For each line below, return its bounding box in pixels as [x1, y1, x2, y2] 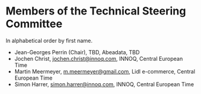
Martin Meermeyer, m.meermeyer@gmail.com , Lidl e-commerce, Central [14, 67, 196, 75]
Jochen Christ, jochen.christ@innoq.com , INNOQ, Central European [14, 55, 183, 62]
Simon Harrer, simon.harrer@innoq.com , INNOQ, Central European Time [14, 80, 194, 88]
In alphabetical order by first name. [5, 37, 93, 44]
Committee [5, 17, 63, 31]
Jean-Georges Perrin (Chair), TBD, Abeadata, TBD [14, 48, 140, 55]
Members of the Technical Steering [5, 4, 187, 18]
